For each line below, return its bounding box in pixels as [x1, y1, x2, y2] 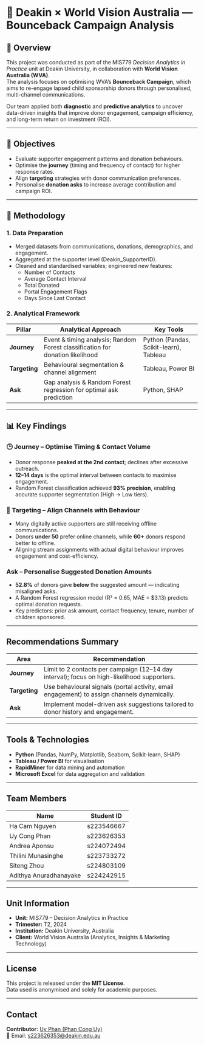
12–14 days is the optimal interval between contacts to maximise [15, 471, 177, 479]
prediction [43, 393, 73, 402]
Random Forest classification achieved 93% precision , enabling [15, 484, 176, 492]
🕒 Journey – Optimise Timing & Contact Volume [6, 443, 151, 451]
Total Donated [24, 281, 59, 289]
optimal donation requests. [15, 601, 83, 608]
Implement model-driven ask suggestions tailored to [43, 700, 194, 708]
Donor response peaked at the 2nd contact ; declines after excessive [15, 459, 188, 466]
